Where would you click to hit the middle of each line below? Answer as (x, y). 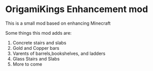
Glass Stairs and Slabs (36, 58)
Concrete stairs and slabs (39, 43)
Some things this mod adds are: (39, 33)
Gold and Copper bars (36, 48)
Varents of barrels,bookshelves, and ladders (59, 53)
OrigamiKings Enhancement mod (77, 9)
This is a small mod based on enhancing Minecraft (58, 23)
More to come (27, 64)
